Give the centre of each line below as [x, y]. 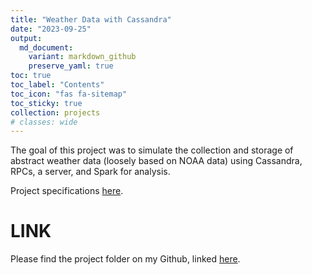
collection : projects [55, 112]
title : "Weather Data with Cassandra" [91, 19]
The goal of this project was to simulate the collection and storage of [152, 150]
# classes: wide [44, 122]
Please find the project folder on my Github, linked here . [125, 259]
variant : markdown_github [82, 57]
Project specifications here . [67, 191]
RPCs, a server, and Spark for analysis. [90, 172]
